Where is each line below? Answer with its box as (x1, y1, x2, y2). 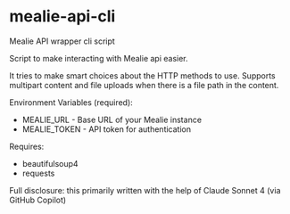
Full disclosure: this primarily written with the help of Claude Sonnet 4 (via (9, 185, 281, 195)
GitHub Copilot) (9, 194, 67, 205)
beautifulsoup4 (21, 158, 79, 169)
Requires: (9, 141, 45, 152)
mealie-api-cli (9, 6, 116, 27)
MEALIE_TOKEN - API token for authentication (21, 123, 192, 135)
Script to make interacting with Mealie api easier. (9, 53, 189, 63)
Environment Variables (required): (9, 96, 134, 108)
